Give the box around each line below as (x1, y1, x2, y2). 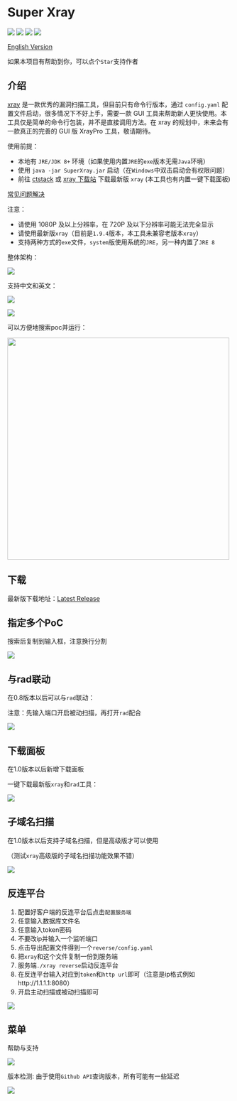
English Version (7, 42, 53, 50)
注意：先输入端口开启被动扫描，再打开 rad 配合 (7, 708, 142, 717)
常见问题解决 (7, 190, 45, 198)
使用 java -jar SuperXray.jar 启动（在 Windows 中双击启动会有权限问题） (17, 166, 229, 174)
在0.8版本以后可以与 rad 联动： (7, 693, 95, 702)
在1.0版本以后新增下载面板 (7, 765, 84, 773)
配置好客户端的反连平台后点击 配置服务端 (17, 907, 132, 916)
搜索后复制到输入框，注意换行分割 (7, 637, 107, 646)
